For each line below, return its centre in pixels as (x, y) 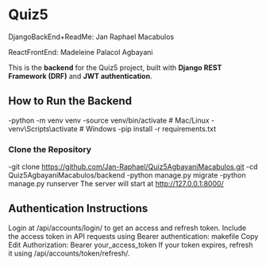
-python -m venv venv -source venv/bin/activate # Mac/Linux (109, 120)
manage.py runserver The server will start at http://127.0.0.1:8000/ (116, 184)
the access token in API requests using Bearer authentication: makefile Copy (133, 236)
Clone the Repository (50, 149)
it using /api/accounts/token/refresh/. (69, 253)
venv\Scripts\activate (43, 128)
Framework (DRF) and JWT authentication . (80, 76)
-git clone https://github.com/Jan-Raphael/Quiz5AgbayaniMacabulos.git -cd (133, 167)
